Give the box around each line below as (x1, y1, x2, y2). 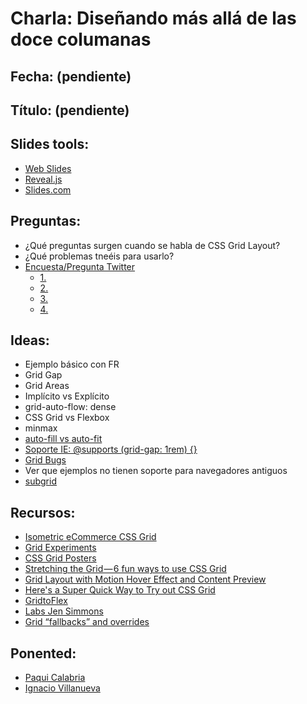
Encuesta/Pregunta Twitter (24, 260, 136, 272)
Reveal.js (24, 173, 63, 185)
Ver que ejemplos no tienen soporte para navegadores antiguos (24, 465, 288, 477)
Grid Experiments (24, 542, 97, 554)
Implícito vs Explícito (24, 390, 110, 402)
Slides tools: (10, 136, 90, 153)
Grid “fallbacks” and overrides (24, 616, 150, 628)
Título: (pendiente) (10, 102, 130, 119)
